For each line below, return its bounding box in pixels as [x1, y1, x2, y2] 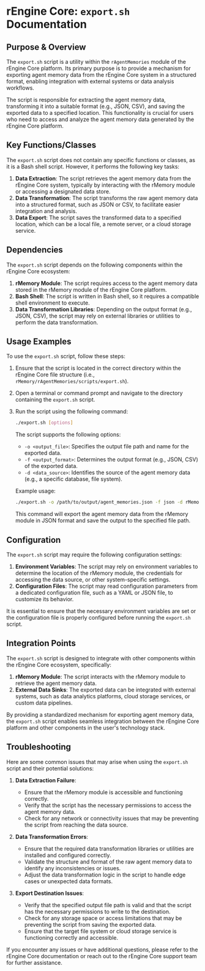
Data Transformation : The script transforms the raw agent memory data [15, 194, 198, 201]
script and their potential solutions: [6, 765, 94, 772]
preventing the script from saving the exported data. [24, 921, 157, 928]
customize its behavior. [15, 596, 74, 602]
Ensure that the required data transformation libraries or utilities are [24, 844, 194, 852]
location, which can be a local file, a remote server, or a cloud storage [15, 220, 192, 228]
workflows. [6, 84, 35, 92]
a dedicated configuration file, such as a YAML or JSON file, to [15, 589, 173, 596]
